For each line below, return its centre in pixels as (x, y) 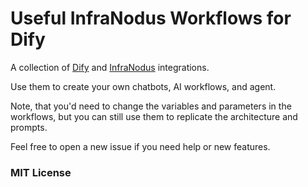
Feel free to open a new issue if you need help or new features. (140, 146)
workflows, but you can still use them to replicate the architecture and (154, 116)
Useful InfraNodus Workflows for (151, 18)
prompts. (29, 127)
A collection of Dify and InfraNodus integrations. (110, 67)
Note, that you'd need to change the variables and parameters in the (151, 106)
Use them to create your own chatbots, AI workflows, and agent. (143, 86)
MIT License (41, 172)
